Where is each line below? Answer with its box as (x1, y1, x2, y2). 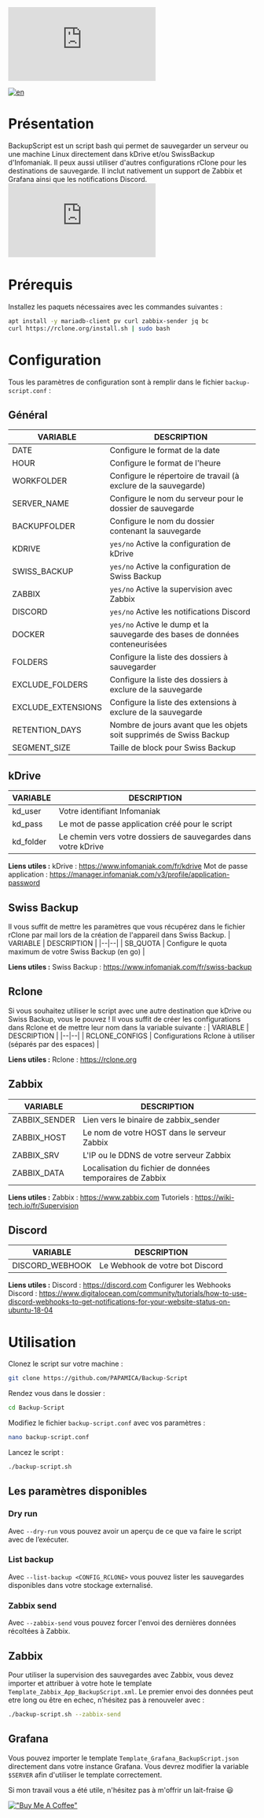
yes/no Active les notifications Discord (109, 607, 251, 618)
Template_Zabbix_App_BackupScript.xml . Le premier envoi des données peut (8, 1686, 254, 1696)
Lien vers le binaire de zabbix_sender (82, 1114, 220, 1125)
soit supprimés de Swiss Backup (109, 729, 230, 740)
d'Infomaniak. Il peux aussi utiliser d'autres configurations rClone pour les (8, 158, 247, 167)
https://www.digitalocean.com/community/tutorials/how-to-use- (38, 1289, 247, 1298)
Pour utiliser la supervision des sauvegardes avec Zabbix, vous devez (8, 1670, 234, 1679)
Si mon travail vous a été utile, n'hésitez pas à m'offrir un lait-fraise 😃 (8, 1785, 234, 1794)
